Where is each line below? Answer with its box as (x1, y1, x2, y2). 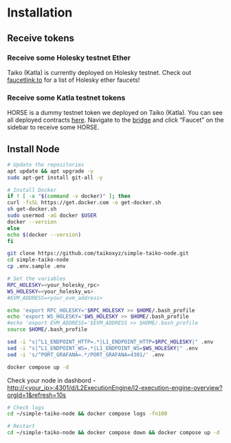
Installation (7, 5, 73, 21)
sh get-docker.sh (7, 206, 57, 213)
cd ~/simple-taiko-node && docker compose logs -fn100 (7, 411, 168, 418)
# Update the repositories (7, 161, 85, 168)
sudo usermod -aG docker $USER (7, 212, 97, 219)
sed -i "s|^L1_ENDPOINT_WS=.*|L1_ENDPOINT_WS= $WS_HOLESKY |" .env (7, 345, 198, 352)
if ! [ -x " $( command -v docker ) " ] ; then (7, 193, 131, 200)
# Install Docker (7, 186, 57, 193)
